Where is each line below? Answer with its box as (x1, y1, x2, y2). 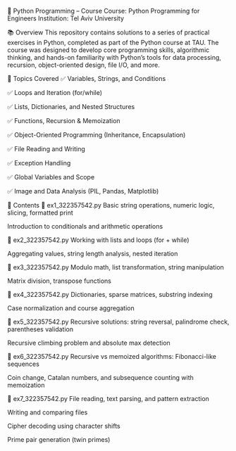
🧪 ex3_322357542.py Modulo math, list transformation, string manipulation (7, 263, 224, 271)
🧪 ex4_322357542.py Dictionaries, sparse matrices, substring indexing (7, 291, 213, 298)
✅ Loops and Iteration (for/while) (7, 89, 103, 96)
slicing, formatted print (7, 208, 74, 217)
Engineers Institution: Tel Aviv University (7, 14, 125, 23)
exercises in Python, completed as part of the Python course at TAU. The (7, 39, 219, 46)
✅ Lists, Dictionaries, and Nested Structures (7, 103, 135, 110)
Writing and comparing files (7, 408, 88, 417)
